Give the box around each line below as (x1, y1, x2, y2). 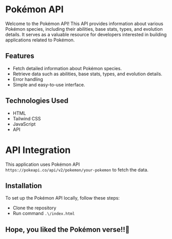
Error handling (12, 76, 43, 82)
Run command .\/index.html (12, 210, 75, 216)
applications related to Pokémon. (5, 37, 75, 43)
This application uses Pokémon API (5, 161, 80, 167)
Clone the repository (12, 205, 56, 211)
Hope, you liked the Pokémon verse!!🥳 (5, 225, 130, 234)
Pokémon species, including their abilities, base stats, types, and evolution (5, 26, 163, 32)
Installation (5, 181, 42, 190)
